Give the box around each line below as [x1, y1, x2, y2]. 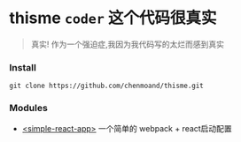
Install [9, 61, 37, 73]
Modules [9, 102, 49, 115]
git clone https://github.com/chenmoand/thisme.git [9, 81, 204, 91]
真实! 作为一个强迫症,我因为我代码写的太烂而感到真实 [30, 39, 224, 49]
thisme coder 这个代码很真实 [9, 8, 217, 28]
